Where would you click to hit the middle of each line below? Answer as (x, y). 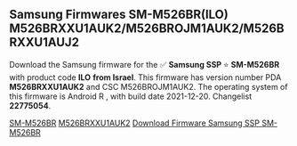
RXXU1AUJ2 (44, 42)
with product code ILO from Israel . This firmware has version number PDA (145, 77)
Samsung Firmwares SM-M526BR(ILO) (119, 15)
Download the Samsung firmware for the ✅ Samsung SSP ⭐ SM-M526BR (144, 64)
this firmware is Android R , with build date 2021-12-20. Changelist (130, 96)
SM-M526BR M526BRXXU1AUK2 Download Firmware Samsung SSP (135, 123)
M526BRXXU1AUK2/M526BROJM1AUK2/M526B (147, 29)
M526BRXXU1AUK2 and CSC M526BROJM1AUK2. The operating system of (148, 86)
